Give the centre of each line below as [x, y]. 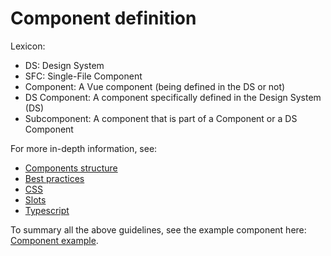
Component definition [103, 18]
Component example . [54, 240]
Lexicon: [28, 46]
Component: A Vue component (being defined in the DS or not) [155, 86]
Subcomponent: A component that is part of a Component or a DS [161, 118]
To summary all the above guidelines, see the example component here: [158, 229]
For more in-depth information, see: [84, 148]
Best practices [54, 178]
